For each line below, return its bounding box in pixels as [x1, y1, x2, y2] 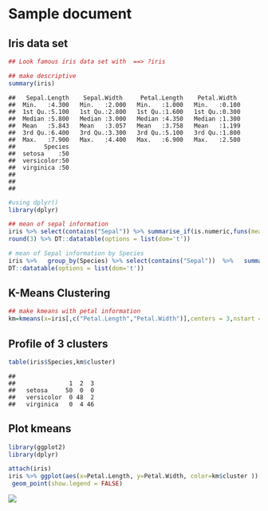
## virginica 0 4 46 [8, 400, 94, 408]
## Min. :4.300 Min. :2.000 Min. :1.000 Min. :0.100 [8, 100, 241, 108]
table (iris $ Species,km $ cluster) [8, 358, 116, 366]
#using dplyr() [8, 199, 59, 206]
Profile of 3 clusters [8, 336, 108, 351]
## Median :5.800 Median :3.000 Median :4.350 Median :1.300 [8, 115, 241, 123]
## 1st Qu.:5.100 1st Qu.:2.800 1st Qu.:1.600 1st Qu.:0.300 [8, 108, 241, 116]
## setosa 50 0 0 [8, 386, 94, 395]
